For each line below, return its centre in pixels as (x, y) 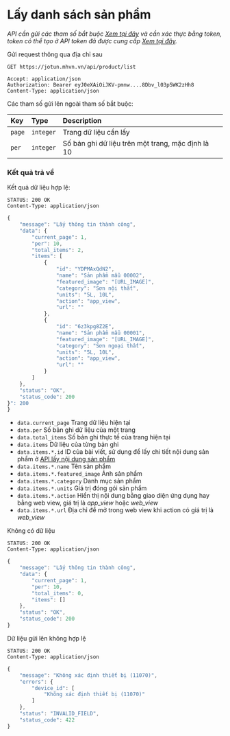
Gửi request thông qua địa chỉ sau (55, 54)
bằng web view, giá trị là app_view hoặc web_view (88, 503)
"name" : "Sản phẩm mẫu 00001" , (101, 333)
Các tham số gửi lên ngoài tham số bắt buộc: (70, 104)
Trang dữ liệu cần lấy (96, 132)
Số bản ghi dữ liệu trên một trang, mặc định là (136, 143)
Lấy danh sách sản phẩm (79, 15)
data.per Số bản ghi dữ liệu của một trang (76, 430)
